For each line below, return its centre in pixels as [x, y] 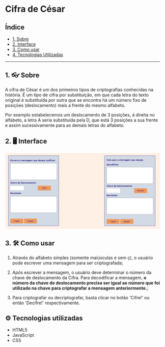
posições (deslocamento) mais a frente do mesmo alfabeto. [65, 105]
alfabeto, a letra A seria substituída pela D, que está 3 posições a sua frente [82, 120]
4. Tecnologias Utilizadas [38, 55]
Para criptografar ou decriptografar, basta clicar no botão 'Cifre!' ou [81, 297]
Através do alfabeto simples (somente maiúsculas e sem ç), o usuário [82, 258]
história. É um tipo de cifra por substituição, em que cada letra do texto [77, 95]
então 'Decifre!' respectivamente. [46, 303]
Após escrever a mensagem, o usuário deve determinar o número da [82, 272]
